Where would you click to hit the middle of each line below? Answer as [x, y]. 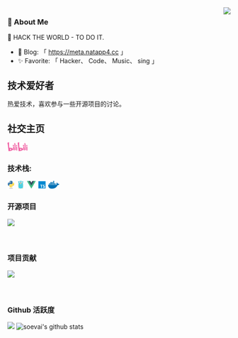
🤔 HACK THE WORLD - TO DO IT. [56, 38]
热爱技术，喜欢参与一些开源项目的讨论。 [66, 104]
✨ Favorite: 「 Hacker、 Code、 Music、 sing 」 [87, 61]
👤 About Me [28, 22]
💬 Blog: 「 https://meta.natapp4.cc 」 [72, 52]
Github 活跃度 [31, 310]
